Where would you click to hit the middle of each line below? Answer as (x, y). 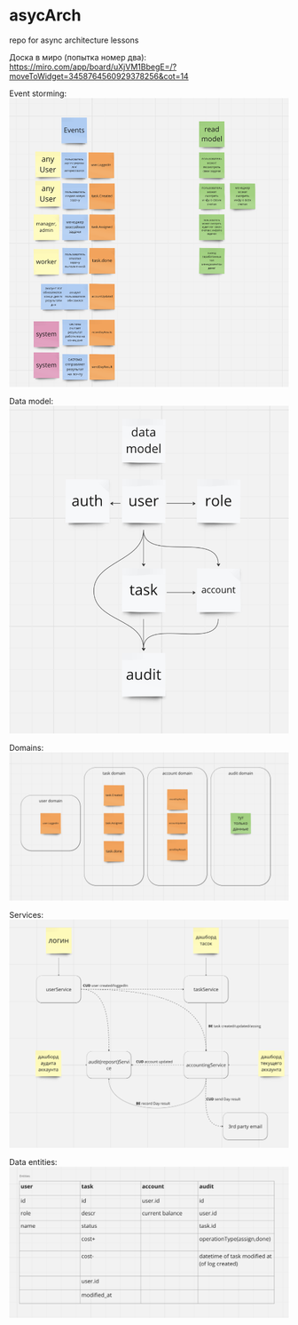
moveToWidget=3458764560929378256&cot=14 (99, 76)
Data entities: (33, 1161)
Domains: (27, 748)
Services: (27, 914)
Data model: (31, 401)
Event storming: (38, 93)
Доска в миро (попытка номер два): (78, 57)
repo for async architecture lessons (74, 40)
